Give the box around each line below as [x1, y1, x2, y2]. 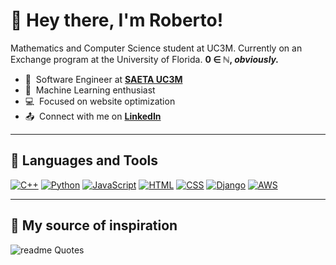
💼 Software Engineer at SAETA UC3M [24, 73, 183, 85]
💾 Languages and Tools [10, 152, 159, 169]
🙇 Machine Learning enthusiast [24, 84, 156, 96]
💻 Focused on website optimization [24, 95, 176, 107]
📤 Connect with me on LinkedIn [24, 110, 162, 122]
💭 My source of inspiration [10, 217, 178, 234]
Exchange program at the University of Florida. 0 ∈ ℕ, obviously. [10, 53, 280, 65]
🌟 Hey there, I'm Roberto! [10, 9, 224, 32]
